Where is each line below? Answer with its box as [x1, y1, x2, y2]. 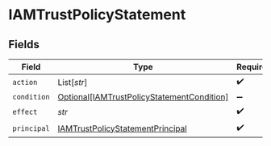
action [12, 78, 38, 87]
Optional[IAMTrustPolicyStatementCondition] [57, 91, 229, 102]
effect [12, 107, 38, 116]
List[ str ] [57, 76, 88, 87]
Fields [8, 38, 40, 51]
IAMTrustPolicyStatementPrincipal [57, 123, 187, 134]
